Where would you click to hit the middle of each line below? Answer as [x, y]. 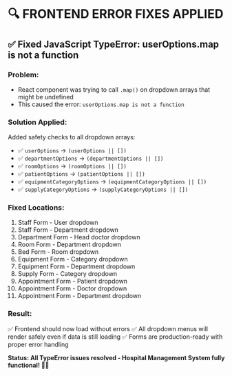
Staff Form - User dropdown [58, 223]
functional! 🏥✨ [29, 365]
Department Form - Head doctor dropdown [79, 237]
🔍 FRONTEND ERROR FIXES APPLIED [116, 14]
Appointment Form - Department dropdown [80, 296]
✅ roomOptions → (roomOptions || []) [72, 166]
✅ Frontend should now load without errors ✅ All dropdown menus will [108, 328]
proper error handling [38, 344]
